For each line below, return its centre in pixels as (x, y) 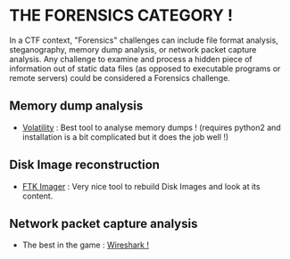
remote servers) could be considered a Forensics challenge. (120, 77)
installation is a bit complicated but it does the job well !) (125, 137)
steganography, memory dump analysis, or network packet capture (133, 49)
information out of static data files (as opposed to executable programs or (145, 69)
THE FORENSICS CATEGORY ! (121, 16)
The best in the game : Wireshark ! (86, 245)
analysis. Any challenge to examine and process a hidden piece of (131, 59)
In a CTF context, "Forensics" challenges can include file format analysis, (144, 40)
